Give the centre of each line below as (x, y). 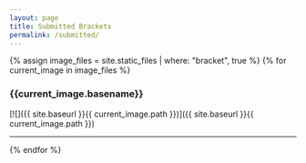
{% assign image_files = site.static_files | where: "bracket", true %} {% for (148, 61)
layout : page (34, 18)
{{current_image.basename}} (76, 94)
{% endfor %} (36, 149)
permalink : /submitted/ (55, 35)
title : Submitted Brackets (61, 26)
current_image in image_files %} (70, 70)
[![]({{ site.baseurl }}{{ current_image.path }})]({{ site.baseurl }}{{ (132, 114)
